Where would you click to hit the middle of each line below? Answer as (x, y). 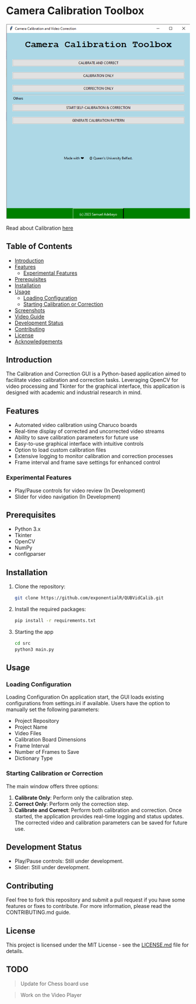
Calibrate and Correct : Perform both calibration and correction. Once (98, 810)
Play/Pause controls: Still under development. (69, 861)
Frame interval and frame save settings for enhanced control (87, 462)
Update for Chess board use (54, 983)
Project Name (31, 727)
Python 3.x (27, 529)
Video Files (28, 733)
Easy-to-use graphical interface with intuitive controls (79, 444)
